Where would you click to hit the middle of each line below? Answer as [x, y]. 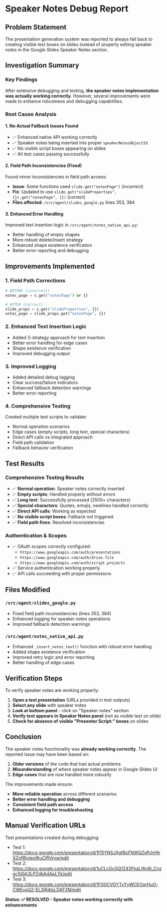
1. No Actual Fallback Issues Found [42, 126]
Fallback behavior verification [43, 448]
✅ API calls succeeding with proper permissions [62, 574]
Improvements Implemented [50, 266]
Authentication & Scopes [36, 535]
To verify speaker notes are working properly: [52, 690]
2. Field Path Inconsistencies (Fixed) [44, 166]
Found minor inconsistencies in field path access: [56, 177]
